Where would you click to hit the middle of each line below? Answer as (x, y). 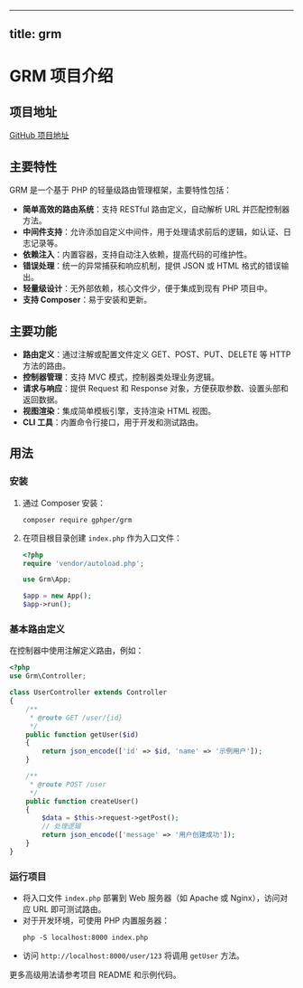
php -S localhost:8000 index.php (85, 938)
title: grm (36, 34)
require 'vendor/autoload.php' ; (83, 563)
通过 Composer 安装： (64, 503)
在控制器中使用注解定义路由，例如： (77, 651)
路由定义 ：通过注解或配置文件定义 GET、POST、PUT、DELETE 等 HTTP (156, 354)
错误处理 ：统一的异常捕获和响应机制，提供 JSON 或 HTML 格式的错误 (151, 266)
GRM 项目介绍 (62, 75)
